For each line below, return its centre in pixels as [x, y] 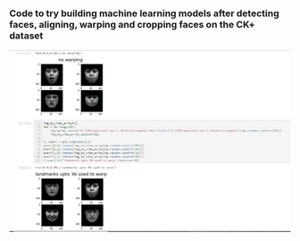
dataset [26, 36]
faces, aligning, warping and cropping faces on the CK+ [132, 24]
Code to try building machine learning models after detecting [144, 13]
